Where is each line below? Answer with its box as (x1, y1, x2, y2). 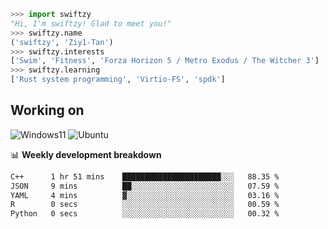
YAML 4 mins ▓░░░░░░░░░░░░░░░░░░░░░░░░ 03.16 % (10, 190, 280, 200)
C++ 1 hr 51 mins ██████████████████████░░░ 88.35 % (10, 171, 280, 182)
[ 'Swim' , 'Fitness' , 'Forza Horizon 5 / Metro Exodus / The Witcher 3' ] (10, 56, 320, 66)
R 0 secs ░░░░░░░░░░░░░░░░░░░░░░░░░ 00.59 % (10, 200, 280, 210)
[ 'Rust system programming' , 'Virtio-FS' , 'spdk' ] (10, 75, 226, 85)
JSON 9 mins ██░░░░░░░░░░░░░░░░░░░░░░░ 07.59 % (10, 181, 280, 191)
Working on (10, 102, 85, 119)
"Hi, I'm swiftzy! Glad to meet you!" (10, 18, 172, 29)
